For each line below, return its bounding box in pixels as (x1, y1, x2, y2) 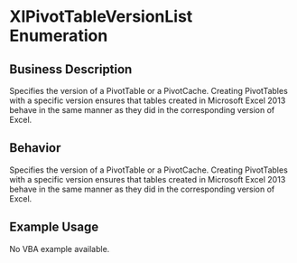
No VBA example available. (9, 243, 110, 254)
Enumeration (9, 25, 108, 46)
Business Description (9, 61, 133, 77)
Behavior (9, 140, 61, 155)
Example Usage (9, 220, 99, 235)
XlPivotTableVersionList (9, 6, 193, 27)
